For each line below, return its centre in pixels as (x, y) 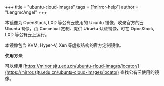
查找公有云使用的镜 (140, 72)
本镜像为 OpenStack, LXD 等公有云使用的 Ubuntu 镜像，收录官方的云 (74, 22)
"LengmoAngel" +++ (26, 12)
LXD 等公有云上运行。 (27, 35)
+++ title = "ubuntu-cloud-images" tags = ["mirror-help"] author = (72, 7)
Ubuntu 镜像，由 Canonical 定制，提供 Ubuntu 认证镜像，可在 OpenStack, (80, 29)
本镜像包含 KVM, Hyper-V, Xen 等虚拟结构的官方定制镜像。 (64, 45)
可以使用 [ (15, 66)
